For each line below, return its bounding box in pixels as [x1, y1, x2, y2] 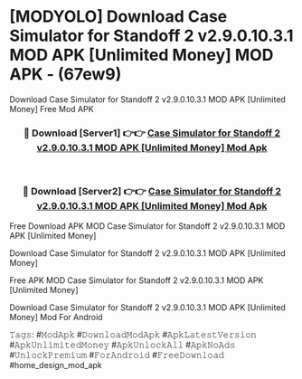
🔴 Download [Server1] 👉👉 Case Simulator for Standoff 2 [23, 127, 280, 139]
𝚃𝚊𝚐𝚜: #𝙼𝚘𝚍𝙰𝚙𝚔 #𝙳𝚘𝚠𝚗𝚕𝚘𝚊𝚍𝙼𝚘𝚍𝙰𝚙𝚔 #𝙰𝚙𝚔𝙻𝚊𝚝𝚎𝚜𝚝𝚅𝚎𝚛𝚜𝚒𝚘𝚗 [9, 328, 258, 340]
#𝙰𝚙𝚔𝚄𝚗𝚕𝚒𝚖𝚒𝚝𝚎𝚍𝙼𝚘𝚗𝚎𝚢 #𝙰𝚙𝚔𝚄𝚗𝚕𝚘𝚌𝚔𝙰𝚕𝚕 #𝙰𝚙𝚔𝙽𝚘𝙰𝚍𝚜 [9, 339, 236, 350]
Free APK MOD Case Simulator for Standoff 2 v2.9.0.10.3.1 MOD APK [9, 274, 264, 286]
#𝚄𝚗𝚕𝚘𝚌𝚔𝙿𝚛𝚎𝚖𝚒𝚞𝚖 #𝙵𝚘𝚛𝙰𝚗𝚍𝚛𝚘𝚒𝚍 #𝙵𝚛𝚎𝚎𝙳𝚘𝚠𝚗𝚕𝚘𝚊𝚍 [9, 349, 224, 360]
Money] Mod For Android [9, 311, 103, 322]
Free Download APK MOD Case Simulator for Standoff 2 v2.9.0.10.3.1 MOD [9, 220, 286, 232]
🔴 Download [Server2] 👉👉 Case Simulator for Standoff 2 [22, 185, 282, 198]
